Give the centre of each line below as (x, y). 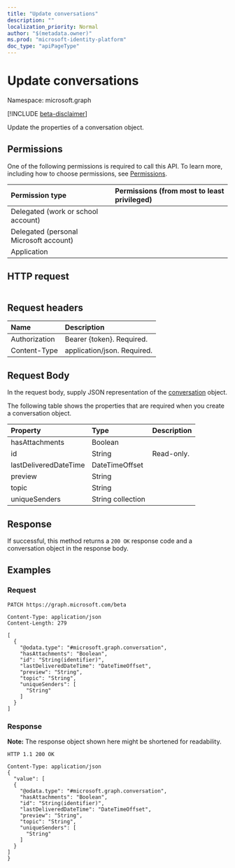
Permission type (39, 195)
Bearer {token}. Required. (106, 339)
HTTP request (38, 277)
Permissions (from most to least (170, 191)
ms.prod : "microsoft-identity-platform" (67, 40)
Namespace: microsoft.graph (49, 100)
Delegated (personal (44, 232)
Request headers (45, 307)
